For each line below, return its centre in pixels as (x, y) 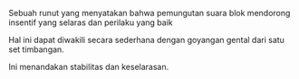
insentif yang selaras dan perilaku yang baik (91, 22)
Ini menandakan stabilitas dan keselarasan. (89, 67)
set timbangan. (36, 49)
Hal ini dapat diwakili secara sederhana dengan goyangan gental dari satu (146, 40)
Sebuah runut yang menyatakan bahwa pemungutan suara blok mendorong (149, 13)
